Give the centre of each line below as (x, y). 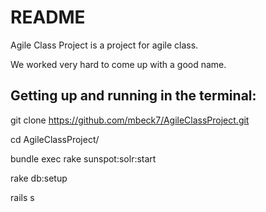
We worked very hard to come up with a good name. (118, 64)
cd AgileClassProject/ (55, 139)
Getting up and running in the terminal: (133, 96)
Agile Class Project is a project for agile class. (104, 45)
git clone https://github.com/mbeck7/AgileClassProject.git (130, 120)
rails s (22, 197)
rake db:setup (39, 178)
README (48, 17)
